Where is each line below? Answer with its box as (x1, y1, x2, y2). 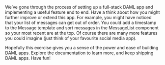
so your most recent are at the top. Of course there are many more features (5, 30, 158, 36)
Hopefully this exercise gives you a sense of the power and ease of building (5, 45, 159, 50)
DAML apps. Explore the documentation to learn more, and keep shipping (5, 50, 154, 56)
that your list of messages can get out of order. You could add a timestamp (5, 20, 157, 25)
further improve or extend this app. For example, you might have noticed (5, 15, 152, 20)
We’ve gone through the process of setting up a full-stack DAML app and (5, 4, 153, 10)
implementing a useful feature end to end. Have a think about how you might (5, 9, 160, 15)
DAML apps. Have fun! (5, 55, 51, 61)
